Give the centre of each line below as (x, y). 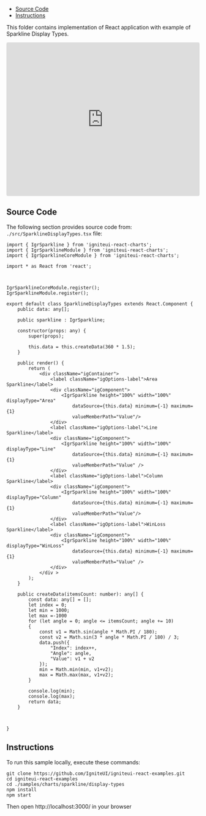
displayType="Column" (34, 497)
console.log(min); (52, 691)
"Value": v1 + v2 (72, 659)
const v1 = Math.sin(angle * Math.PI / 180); (98, 632)
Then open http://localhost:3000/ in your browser (69, 806)
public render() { (41, 363)
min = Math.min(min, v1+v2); (76, 669)
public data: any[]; (44, 309)
